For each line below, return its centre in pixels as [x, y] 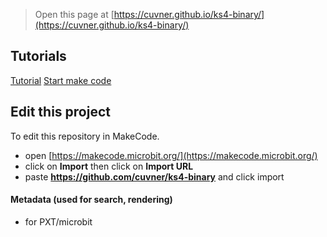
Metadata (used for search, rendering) [91, 200]
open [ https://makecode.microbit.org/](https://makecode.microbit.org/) [171, 155]
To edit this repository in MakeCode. [85, 136]
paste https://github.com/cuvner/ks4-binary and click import [154, 176]
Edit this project [60, 112]
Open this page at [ [74, 14]
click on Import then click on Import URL [109, 166]
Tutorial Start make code [61, 80]
